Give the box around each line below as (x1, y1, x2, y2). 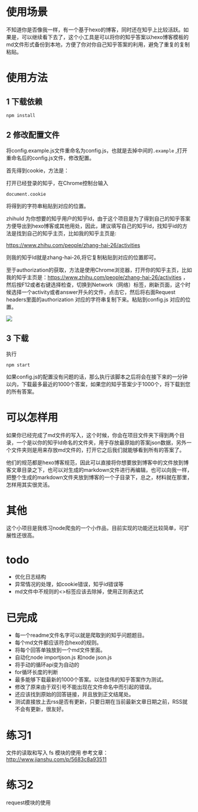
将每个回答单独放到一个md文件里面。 (14, 646, 106, 654)
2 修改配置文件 (6, 130, 60, 140)
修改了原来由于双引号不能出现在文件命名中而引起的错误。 (14, 684, 155, 691)
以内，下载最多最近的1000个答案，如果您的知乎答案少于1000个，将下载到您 (6, 380, 191, 387)
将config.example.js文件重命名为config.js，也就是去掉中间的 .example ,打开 (6, 147, 188, 154)
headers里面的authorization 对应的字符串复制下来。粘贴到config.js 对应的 (6, 296, 186, 303)
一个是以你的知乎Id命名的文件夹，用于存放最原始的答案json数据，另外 (16, 439, 187, 446)
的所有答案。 (6, 388, 37, 395)
